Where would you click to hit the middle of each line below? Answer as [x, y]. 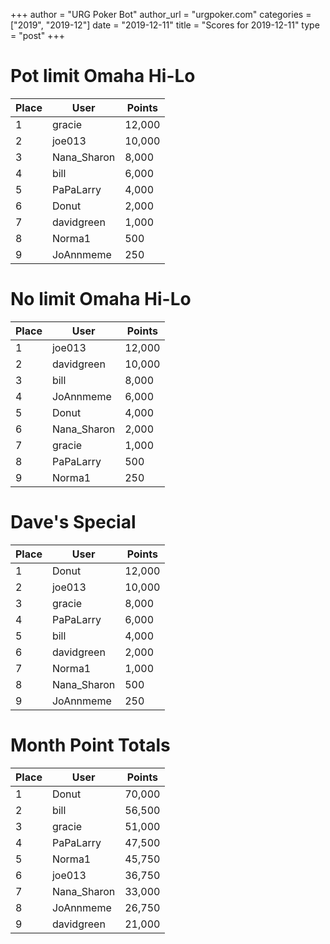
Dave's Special [73, 522]
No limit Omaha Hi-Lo [101, 299]
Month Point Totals [90, 745]
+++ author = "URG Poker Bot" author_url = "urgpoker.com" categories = [161, 14]
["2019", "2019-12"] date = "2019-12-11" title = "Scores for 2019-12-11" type [165, 25]
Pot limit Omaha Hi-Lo [103, 76]
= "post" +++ [37, 35]
